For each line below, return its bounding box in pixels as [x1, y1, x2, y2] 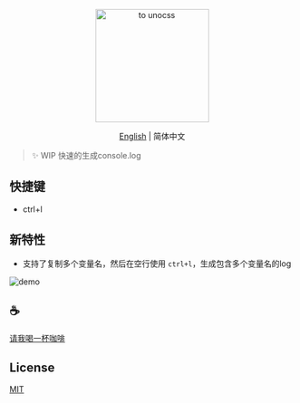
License [9, 360, 55, 375]
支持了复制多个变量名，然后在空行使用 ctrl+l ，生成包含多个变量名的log [22, 258, 292, 269]
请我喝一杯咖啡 [9, 333, 65, 344]
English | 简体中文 [119, 131, 186, 141]
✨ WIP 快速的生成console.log [31, 150, 142, 160]
